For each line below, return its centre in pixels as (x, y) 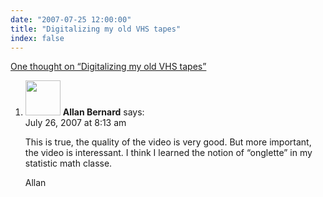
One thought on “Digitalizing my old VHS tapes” (108, 67)
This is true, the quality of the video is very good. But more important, (168, 142)
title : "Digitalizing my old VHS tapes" (96, 29)
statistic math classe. (68, 163)
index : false (37, 38)
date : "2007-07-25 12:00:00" (71, 19)
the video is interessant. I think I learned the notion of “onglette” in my (168, 153)
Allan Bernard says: (103, 112)
